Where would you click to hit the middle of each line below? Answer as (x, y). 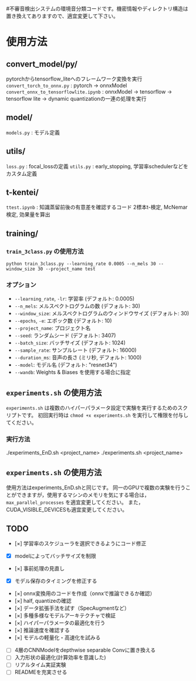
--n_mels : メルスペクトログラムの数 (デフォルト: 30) (77, 306)
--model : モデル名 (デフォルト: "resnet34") (66, 365)
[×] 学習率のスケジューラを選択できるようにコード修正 (80, 543)
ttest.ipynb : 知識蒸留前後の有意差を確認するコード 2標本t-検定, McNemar (97, 207)
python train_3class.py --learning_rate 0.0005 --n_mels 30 (81, 264)
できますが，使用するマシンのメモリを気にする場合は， (83, 495)
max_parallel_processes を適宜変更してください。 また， (75, 502)
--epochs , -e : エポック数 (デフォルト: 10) (63, 321)
